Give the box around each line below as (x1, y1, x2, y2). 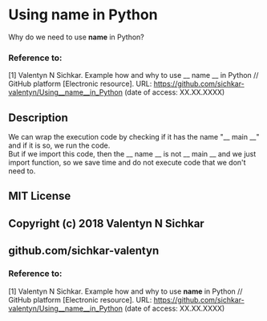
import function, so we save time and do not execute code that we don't (8, 158, 246, 168)
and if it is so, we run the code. (8, 140, 111, 150)
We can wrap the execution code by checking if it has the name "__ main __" (8, 132, 260, 142)
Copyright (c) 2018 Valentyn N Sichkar (8, 217, 204, 230)
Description (8, 111, 68, 124)
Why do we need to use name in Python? (8, 32, 144, 42)
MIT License (8, 189, 71, 203)
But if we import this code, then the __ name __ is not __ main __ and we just (8, 149, 257, 159)
